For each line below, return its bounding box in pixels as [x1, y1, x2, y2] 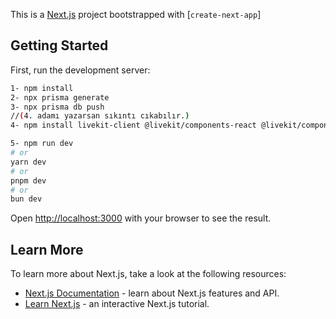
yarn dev [10, 157, 47, 167]
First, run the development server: [10, 64, 151, 76]
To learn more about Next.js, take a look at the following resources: [10, 268, 287, 280]
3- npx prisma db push [10, 102, 105, 112]
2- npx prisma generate [10, 92, 110, 103]
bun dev [10, 194, 43, 204]
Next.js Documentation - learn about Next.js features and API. [24, 287, 280, 299]
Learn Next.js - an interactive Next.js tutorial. [24, 298, 210, 310]
